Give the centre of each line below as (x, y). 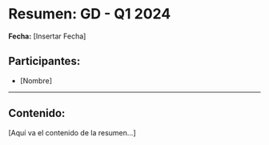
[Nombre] (36, 80)
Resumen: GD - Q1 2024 (90, 14)
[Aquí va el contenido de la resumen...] (72, 132)
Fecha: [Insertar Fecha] (47, 36)
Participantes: (44, 61)
